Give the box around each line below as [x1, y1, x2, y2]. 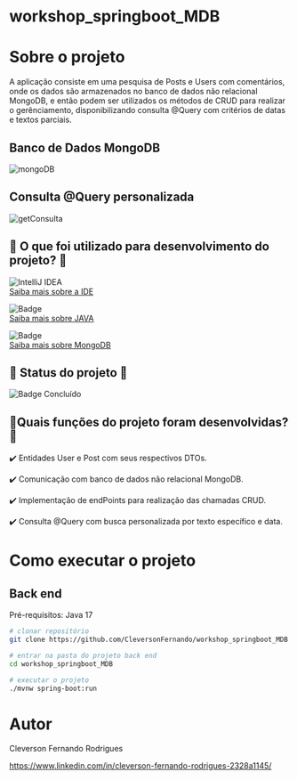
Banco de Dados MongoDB [9, 140, 161, 155]
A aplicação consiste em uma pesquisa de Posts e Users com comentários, [9, 77, 285, 87]
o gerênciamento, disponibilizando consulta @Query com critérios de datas [9, 105, 286, 116]
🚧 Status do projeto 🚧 [9, 365, 128, 380]
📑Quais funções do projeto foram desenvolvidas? [9, 414, 289, 429]
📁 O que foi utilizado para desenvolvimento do [9, 239, 269, 255]
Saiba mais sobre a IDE [9, 286, 94, 297]
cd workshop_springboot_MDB [9, 659, 114, 669]
